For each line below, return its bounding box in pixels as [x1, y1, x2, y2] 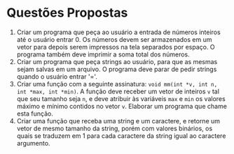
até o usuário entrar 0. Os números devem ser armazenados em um [16, 35, 212, 43]
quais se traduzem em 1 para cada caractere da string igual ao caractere [16, 131, 226, 140]
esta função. [16, 109, 53, 118]
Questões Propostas [6, 5, 128, 21]
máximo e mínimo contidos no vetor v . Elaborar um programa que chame [16, 102, 227, 110]
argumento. [16, 139, 50, 147]
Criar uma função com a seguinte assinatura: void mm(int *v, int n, [16, 79, 218, 88]
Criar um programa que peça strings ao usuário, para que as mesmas [16, 57, 218, 66]
